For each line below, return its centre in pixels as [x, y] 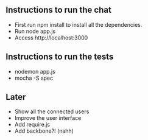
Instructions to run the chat [59, 10]
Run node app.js [35, 31]
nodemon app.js [35, 71]
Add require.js [32, 125]
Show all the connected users [52, 111]
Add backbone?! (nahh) [44, 131]
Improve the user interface [48, 118]
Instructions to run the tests [60, 57]
